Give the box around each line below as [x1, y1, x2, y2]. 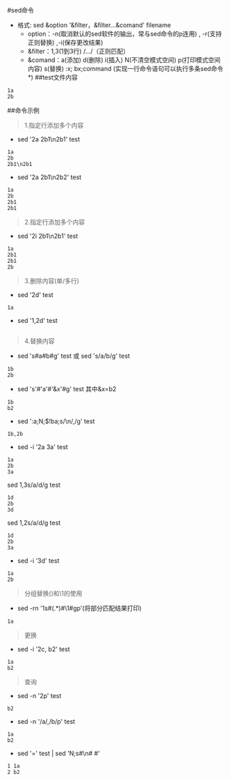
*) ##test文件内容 [27, 73, 78, 82]
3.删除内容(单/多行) [24, 277, 80, 285]
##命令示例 [7, 107, 40, 114]
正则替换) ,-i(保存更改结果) [27, 38, 104, 47]
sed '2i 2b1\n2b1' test [17, 232, 79, 240]
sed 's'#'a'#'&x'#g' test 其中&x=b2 [17, 385, 117, 393]
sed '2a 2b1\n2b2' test [17, 173, 82, 181]
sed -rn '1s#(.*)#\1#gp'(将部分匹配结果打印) [17, 604, 142, 612]
